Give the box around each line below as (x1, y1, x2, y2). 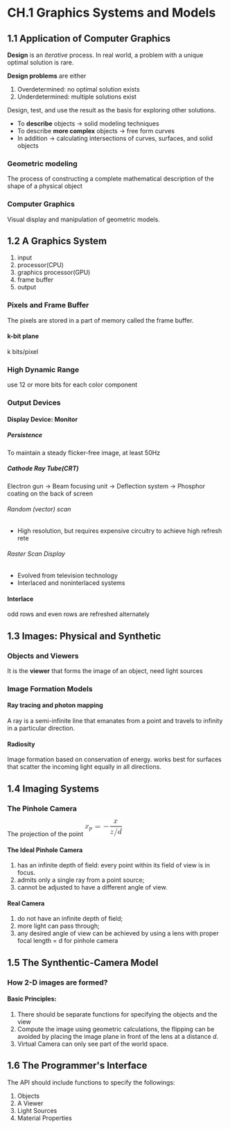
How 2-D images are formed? (7, 977, 108, 987)
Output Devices (7, 398, 61, 407)
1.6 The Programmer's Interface (7, 1060, 148, 1071)
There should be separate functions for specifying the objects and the (17, 1010, 218, 1018)
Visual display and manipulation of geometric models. (7, 215, 161, 223)
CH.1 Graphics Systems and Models (7, 5, 216, 21)
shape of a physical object (7, 182, 83, 190)
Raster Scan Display (7, 550, 66, 558)
